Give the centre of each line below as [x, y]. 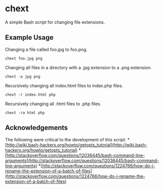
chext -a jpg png [23, 77]
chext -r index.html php [30, 94]
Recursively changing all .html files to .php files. [53, 104]
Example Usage [29, 38]
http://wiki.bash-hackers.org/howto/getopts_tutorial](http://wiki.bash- [77, 145]
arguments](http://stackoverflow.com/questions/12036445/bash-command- [82, 161]
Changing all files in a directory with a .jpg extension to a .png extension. [78, 67]
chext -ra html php [25, 113]
